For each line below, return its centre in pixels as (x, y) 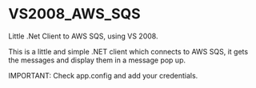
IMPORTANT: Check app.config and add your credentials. (103, 75)
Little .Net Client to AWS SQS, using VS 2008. (83, 36)
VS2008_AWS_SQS (75, 14)
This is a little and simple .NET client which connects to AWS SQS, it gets (128, 51)
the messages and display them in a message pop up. (97, 60)
